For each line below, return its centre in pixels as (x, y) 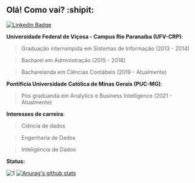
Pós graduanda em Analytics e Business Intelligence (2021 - (97, 95)
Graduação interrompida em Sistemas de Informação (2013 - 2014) (105, 48)
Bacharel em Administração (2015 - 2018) (73, 60)
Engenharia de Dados (48, 137)
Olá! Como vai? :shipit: (50, 10)
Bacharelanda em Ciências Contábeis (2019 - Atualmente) (94, 72)
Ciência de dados (43, 126)
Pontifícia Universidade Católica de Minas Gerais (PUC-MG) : (84, 84)
